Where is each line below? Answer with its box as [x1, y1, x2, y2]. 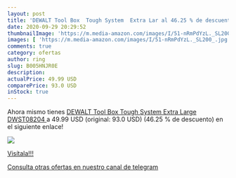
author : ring [7, 56, 46, 63]
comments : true [7, 43, 52, 50]
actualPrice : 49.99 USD [7, 75, 77, 83]
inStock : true [7, 88, 49, 95]
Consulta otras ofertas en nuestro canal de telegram [7, 163, 159, 172]
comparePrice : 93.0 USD [7, 82, 77, 89]
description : [7, 69, 46, 76]
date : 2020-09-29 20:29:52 [7, 23, 86, 30]
